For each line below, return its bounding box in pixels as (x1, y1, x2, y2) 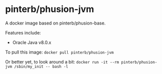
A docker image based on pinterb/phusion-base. (5, 20, 106, 26)
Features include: (5, 29, 41, 35)
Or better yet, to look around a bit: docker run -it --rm (5, 58, 119, 64)
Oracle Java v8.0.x (12, 39, 52, 45)
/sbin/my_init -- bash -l (14, 64, 69, 69)
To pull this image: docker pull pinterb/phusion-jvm (5, 49, 114, 55)
